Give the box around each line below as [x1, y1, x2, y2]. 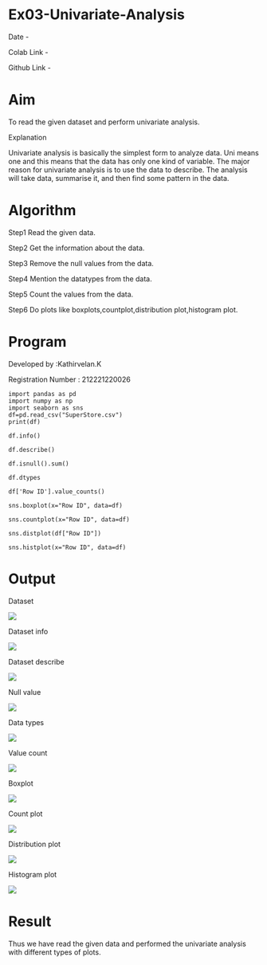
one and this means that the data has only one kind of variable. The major [8, 156, 250, 166]
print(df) [8, 418, 41, 426]
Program [8, 333, 67, 351]
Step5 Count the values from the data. [8, 289, 134, 299]
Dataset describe [8, 657, 65, 666]
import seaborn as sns [8, 404, 84, 412]
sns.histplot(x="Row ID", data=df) [8, 543, 127, 551]
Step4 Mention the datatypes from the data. [8, 273, 153, 284]
